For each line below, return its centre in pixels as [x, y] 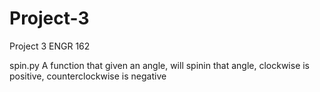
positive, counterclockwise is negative [88, 76]
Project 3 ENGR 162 [50, 46]
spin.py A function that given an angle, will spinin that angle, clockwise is [160, 65]
